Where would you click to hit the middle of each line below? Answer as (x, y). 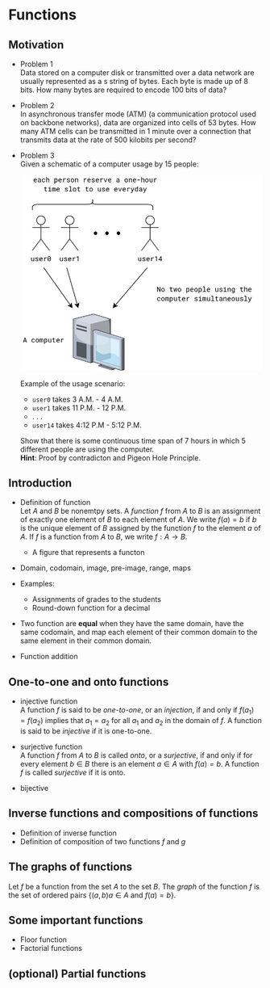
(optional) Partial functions (77, 974)
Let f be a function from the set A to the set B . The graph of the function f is (134, 886)
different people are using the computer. (87, 449)
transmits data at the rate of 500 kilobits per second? (108, 140)
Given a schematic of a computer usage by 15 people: (109, 164)
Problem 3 (37, 156)
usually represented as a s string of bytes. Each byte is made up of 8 (134, 81)
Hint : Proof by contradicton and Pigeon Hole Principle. (110, 457)
